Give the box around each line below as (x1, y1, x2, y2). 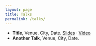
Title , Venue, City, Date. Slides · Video (12, 30, 91, 36)
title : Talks (5, 12, 32, 17)
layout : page (5, 7, 32, 12)
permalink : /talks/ (5, 16, 46, 21)
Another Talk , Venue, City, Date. (12, 35, 80, 41)
